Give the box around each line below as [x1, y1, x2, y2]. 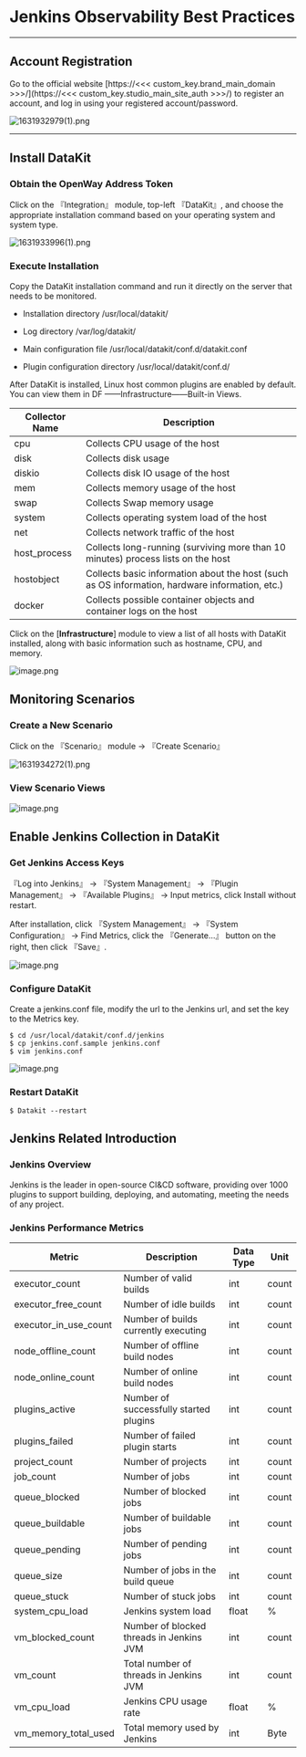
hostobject [14, 572, 60, 585]
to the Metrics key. [9, 1013, 79, 1024]
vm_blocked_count [14, 1631, 95, 1644]
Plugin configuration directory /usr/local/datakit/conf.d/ [22, 361, 230, 371]
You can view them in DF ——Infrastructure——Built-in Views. [9, 388, 242, 399]
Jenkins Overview [9, 1158, 92, 1171]
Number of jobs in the [123, 1564, 217, 1576]
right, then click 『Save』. [9, 942, 107, 953]
